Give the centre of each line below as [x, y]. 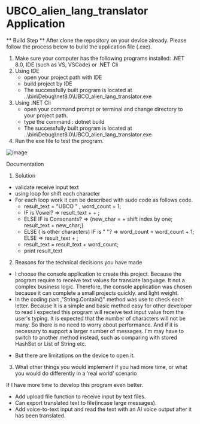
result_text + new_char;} [54, 225]
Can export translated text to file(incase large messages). [86, 402]
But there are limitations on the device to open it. [75, 355]
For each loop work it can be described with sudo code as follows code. [104, 200]
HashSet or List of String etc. [51, 344]
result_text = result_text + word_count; [71, 244]
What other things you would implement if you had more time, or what [101, 367]
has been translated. [40, 415]
